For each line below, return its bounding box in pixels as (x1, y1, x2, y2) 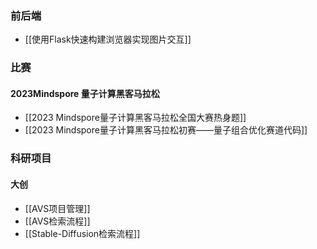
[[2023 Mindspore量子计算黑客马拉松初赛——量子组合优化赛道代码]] (24, 124, 308, 136)
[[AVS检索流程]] (24, 215, 91, 227)
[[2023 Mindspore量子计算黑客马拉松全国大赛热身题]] (24, 112, 247, 124)
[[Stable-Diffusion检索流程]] (24, 227, 141, 239)
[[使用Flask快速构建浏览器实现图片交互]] (24, 33, 192, 46)
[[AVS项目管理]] (24, 202, 91, 214)
